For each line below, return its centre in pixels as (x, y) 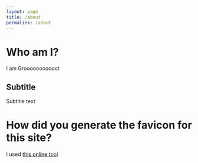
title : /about (24, 17)
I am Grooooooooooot (33, 68)
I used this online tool (32, 154)
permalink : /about (29, 23)
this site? (29, 138)
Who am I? (33, 52)
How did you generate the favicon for (99, 125)
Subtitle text (21, 101)
